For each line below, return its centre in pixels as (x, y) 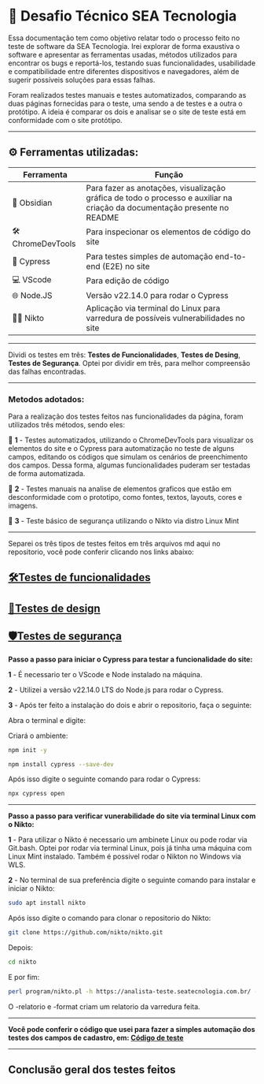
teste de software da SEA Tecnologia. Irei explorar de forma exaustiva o (124, 46)
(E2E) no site (126, 266)
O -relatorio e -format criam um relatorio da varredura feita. (104, 1006)
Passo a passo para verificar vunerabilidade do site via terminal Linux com (132, 816)
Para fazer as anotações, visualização (156, 188)
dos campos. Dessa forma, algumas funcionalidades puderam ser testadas (129, 465)
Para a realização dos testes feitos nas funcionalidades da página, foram (126, 416)
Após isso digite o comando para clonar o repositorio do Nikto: (110, 918)
